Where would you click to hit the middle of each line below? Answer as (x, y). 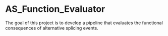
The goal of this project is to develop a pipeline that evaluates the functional (84, 23)
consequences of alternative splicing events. (52, 28)
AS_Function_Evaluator (55, 9)
